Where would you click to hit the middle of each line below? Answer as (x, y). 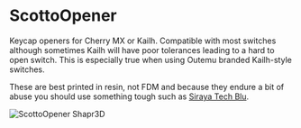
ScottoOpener (63, 16)
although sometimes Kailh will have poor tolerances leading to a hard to (142, 50)
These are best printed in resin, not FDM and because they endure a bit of (147, 87)
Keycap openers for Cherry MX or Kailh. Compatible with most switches (143, 41)
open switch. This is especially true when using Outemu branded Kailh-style (151, 59)
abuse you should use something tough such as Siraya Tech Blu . (129, 96)
